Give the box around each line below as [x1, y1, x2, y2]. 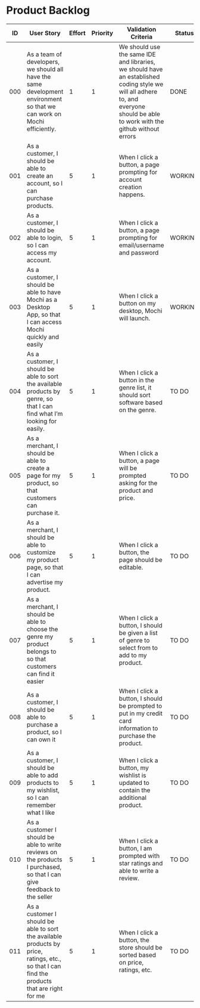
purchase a [26, 720, 58, 728]
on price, [118, 958, 144, 966]
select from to [118, 644, 158, 652]
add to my [118, 651, 147, 659]
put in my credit [118, 709, 162, 718]
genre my [26, 632, 54, 641]
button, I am [118, 844, 152, 852]
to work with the [118, 117, 164, 125]
